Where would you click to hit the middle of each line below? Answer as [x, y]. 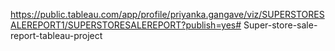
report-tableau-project [56, 35]
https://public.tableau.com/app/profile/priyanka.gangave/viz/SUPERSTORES [167, 14]
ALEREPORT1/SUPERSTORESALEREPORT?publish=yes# [126, 25]
